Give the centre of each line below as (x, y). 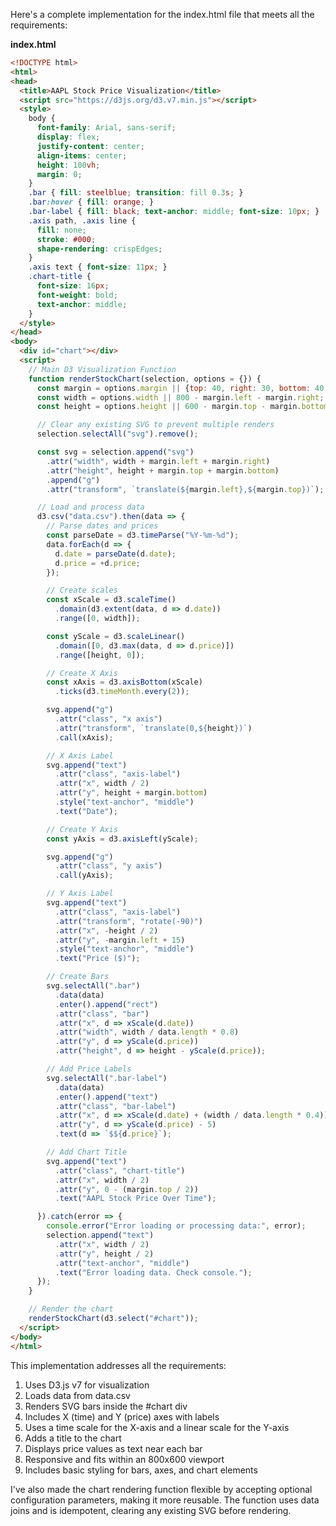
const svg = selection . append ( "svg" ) (115, 452)
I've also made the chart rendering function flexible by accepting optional (161, 1489)
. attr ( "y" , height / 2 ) (104, 1254)
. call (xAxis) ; (84, 737)
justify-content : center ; (90, 146)
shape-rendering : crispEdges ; (99, 249)
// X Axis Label (80, 755)
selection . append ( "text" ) (100, 1235)
